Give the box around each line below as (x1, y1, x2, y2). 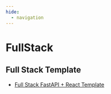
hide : (5, 8, 19, 15)
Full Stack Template (5, 65, 81, 75)
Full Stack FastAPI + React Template (14, 81, 105, 88)
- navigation (11, 15, 44, 21)
